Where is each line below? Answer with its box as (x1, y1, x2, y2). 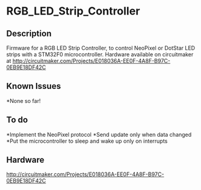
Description (6, 28, 52, 39)
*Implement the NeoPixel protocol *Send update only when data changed (6, 131, 192, 138)
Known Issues (6, 81, 61, 91)
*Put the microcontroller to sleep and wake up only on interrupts (6, 137, 168, 145)
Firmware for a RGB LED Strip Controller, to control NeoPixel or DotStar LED (6, 44, 196, 51)
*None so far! (6, 97, 41, 104)
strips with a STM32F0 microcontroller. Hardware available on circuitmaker (6, 51, 194, 58)
